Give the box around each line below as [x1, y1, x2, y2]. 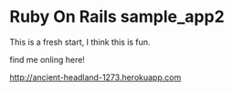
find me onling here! [9, 54, 85, 65]
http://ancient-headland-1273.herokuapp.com [9, 71, 182, 83]
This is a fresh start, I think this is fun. [9, 36, 151, 47]
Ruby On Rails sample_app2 [9, 6, 226, 27]
